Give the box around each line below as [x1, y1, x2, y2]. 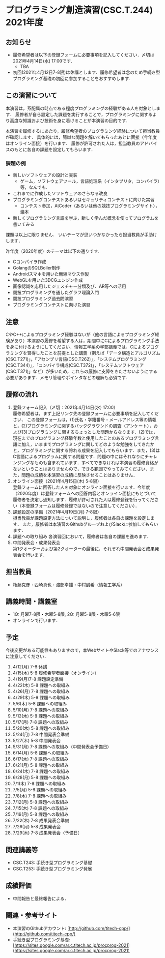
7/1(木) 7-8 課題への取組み [12, 780, 66, 787]
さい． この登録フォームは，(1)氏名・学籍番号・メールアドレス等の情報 [12, 417, 157, 422]
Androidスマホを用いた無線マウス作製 [12, 271, 89, 277]
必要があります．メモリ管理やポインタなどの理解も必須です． [5, 374, 130, 380]
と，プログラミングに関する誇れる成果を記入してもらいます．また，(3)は [12, 447, 160, 453]
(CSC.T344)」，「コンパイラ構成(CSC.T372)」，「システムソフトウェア [5, 362, 144, 368]
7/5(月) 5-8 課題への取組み [12, 787, 67, 793]
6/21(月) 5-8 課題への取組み [12, 762, 69, 768]
